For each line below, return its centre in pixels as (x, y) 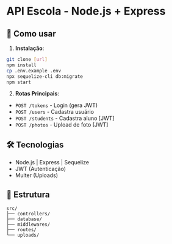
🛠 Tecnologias (35, 145)
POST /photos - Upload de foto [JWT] (62, 125)
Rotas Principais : (37, 94)
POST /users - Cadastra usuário (55, 112)
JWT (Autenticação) (40, 169)
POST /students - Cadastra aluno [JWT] (65, 118)
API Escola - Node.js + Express (86, 11)
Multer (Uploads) (37, 175)
